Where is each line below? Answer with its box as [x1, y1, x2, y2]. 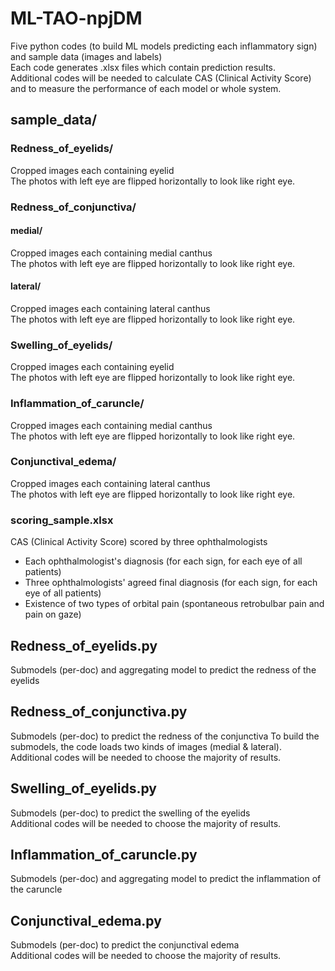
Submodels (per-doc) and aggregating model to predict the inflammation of [10, 873, 322, 885]
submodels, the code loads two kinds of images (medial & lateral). [10, 740, 282, 752]
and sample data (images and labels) [10, 50, 163, 62]
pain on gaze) [24, 608, 82, 621]
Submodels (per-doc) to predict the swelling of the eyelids [10, 807, 251, 819]
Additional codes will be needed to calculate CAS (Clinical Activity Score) [10, 72, 312, 84]
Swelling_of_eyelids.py [10, 780, 157, 797]
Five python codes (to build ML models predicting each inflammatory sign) [10, 40, 318, 52]
